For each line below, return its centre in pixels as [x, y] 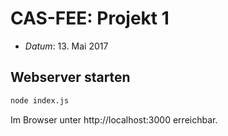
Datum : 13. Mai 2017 [66, 46]
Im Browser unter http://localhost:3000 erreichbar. [114, 119]
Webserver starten [70, 77]
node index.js [40, 100]
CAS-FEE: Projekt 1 [90, 18]
